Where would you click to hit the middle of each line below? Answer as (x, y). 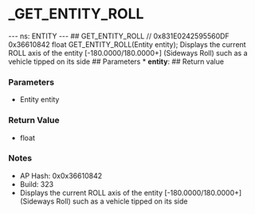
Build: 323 (37, 184)
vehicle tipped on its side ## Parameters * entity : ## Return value (116, 61)
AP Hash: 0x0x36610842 (61, 176)
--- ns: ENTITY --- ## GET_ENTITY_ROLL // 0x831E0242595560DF (119, 36)
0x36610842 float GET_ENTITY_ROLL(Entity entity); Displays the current (127, 44)
